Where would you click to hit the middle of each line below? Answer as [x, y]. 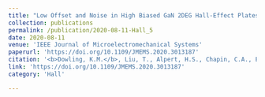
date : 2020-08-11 [37, 37]
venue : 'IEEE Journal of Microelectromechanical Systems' [105, 45]
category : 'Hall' [37, 74]
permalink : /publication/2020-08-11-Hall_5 [81, 30]
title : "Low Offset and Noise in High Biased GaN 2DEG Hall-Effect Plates [134, 15]
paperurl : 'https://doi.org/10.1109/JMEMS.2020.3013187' [104, 52]
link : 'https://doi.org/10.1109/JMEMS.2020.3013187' [97, 67]
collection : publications [50, 23]
